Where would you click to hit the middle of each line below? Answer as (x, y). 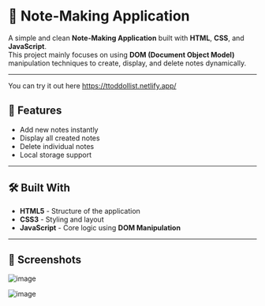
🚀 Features (35, 111)
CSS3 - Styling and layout (62, 219)
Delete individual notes (57, 146)
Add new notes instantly (59, 129)
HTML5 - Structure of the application (80, 211)
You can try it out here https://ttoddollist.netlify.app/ (92, 85)
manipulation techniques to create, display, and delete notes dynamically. (127, 63)
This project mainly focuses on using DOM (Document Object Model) (121, 54)
